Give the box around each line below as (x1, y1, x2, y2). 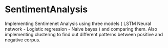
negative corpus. (5, 37, 40, 43)
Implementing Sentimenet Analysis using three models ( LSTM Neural (5, 20, 152, 27)
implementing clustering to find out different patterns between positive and (5, 31, 163, 37)
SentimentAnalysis (5, 4, 88, 15)
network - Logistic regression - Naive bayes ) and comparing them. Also (5, 26, 157, 32)
